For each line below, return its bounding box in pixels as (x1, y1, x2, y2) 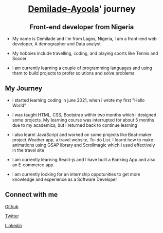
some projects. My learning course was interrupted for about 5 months (12, 117, 154, 123)
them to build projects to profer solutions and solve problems (12, 70, 135, 76)
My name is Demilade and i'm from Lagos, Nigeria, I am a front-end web (12, 36, 157, 41)
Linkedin (5, 222, 22, 228)
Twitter (5, 213, 19, 219)
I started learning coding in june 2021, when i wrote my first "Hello (12, 97, 145, 103)
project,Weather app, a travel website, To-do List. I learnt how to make (12, 136, 153, 142)
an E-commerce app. (12, 162, 54, 168)
